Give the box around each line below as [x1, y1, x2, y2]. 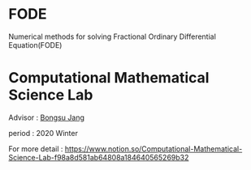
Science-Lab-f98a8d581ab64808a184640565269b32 [8, 152, 189, 162]
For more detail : [8, 143, 63, 154]
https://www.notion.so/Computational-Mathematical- [64, 143, 243, 154]
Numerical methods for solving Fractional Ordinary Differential [8, 32, 217, 41]
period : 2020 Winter [8, 128, 79, 138]
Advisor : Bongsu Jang [8, 113, 85, 122]
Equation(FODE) [8, 40, 63, 49]
